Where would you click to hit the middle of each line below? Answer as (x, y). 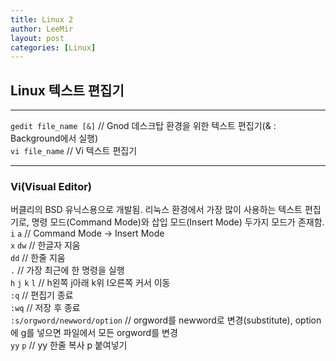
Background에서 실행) (54, 138)
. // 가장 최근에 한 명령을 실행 (67, 270)
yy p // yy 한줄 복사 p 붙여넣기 (69, 345)
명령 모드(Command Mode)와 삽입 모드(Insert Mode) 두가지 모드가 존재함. (178, 222)
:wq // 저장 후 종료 (45, 308)
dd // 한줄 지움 (38, 258)
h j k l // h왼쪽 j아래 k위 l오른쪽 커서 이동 (90, 283)
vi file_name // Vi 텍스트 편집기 (74, 151)
